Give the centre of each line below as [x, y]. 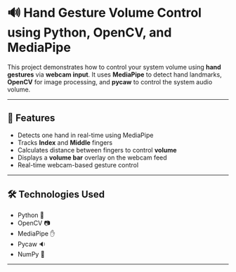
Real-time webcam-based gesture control [78, 164]
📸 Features [31, 118]
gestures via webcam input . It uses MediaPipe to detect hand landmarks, [115, 75]
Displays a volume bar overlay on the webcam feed [92, 157]
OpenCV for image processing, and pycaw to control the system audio [110, 82]
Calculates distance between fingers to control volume [97, 150]
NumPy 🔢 [31, 254]
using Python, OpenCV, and [90, 33]
